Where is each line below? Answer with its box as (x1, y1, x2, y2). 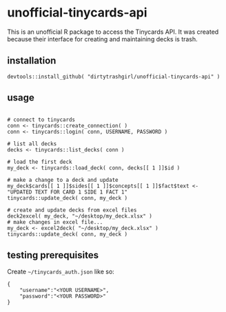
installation (7, 55, 56, 67)
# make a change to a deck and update (7, 176, 119, 183)
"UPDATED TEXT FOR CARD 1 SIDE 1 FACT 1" (7, 188, 128, 196)
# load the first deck (7, 158, 72, 165)
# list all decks (7, 140, 57, 147)
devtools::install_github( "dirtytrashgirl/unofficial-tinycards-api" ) (7, 73, 220, 80)
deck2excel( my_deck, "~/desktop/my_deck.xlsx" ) (7, 212, 153, 220)
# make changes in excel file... (7, 218, 103, 225)
